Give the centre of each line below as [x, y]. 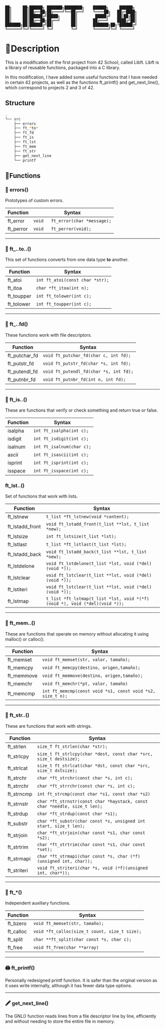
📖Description [32, 49]
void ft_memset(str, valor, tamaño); [86, 659]
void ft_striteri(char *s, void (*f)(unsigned [93, 868]
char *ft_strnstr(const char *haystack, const [93, 801]
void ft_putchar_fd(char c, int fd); [87, 355]
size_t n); [55, 696]
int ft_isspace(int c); [61, 471]
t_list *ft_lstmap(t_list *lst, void [90, 599]
